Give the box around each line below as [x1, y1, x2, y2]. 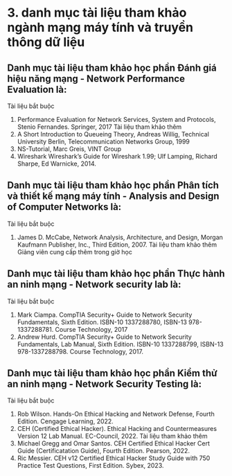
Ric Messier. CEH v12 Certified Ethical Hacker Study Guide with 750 [17, 454, 211, 462]
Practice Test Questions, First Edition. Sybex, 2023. [17, 461, 164, 470]
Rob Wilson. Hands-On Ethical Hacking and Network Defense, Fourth [17, 410, 215, 418]
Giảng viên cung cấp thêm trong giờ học [17, 247, 133, 256]
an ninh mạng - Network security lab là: [7, 279, 181, 290]
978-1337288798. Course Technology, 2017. [17, 347, 144, 355]
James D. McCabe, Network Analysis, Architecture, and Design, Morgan [17, 233, 224, 241]
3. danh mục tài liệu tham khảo [7, 5, 187, 21]
